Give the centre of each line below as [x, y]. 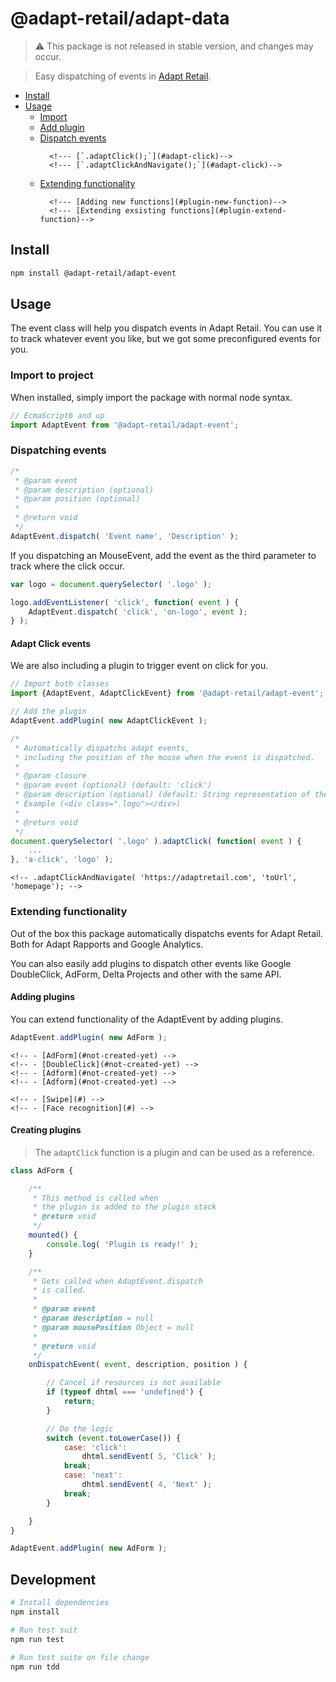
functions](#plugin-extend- [228, 210]
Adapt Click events [51, 643]
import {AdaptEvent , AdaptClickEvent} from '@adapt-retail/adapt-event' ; [167, 693]
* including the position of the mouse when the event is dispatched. [164, 757]
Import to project [52, 375]
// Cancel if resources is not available [134, 1383]
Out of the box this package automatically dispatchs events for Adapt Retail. [166, 933]
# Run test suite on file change [80, 1657]
